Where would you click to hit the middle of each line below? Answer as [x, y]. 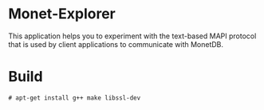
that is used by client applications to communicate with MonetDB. [116, 44]
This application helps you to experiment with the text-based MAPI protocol [132, 36]
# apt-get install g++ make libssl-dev [75, 98]
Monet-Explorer [62, 14]
